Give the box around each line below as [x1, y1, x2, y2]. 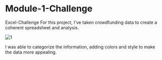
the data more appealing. [5, 49, 57, 55]
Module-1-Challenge [5, 3, 92, 14]
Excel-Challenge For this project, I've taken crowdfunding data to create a [5, 19, 157, 25]
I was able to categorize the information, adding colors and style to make [5, 44, 155, 50]
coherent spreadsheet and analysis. [5, 24, 79, 30]
